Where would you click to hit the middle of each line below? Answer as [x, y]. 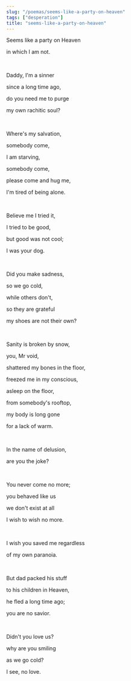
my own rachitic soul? [33, 110]
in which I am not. [28, 52]
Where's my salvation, [34, 134]
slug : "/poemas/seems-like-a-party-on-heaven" [66, 12]
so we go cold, [25, 286]
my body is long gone [33, 415]
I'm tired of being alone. [36, 192]
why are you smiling [31, 648]
